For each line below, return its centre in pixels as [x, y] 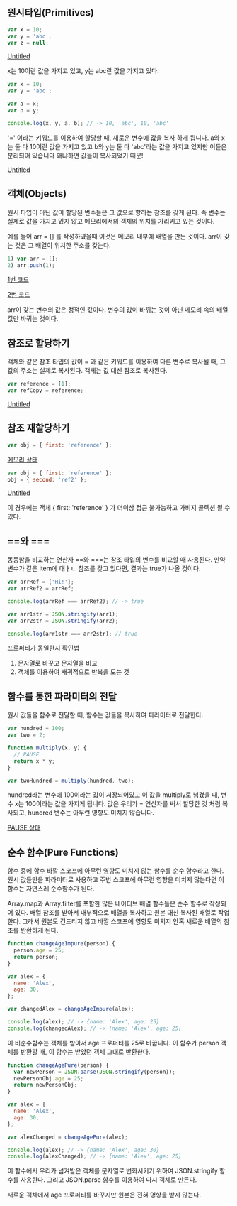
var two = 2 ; [27, 735]
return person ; [36, 957]
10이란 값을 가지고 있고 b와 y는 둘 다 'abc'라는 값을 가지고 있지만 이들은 [128, 146]
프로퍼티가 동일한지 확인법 [44, 648]
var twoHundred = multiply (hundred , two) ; [71, 781]
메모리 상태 [23, 460]
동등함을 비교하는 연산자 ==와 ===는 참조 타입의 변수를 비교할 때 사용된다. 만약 [116, 560]
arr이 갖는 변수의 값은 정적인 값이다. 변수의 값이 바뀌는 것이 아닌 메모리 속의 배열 [118, 310]
